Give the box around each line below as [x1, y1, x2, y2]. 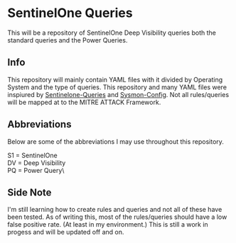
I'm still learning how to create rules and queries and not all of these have [7, 205, 222, 214]
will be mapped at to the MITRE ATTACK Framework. [7, 98, 161, 106]
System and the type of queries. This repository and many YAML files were [7, 83, 227, 91]
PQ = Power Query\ [7, 166, 65, 174]
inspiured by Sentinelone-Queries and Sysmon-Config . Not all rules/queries [7, 90, 230, 98]
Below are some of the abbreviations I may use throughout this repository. [7, 137, 224, 146]
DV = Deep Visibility [7, 158, 66, 167]
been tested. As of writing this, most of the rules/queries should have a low [7, 213, 227, 221]
